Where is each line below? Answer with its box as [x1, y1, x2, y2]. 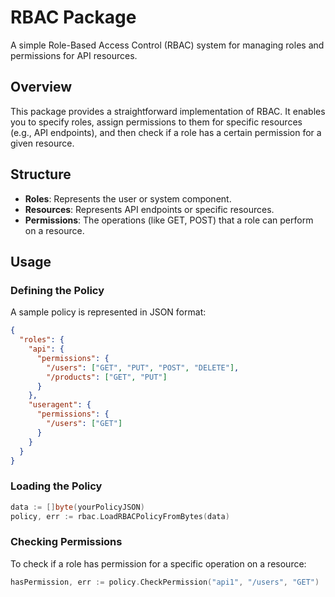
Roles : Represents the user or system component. [24, 192, 232, 205]
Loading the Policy [10, 479, 103, 493]
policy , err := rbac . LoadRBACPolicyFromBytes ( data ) [10, 511, 230, 521]
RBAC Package [10, 6, 137, 29]
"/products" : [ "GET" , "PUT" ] [46, 372, 168, 382]
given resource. [10, 137, 75, 149]
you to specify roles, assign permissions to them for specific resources [10, 116, 303, 128]
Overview [10, 79, 73, 96]
